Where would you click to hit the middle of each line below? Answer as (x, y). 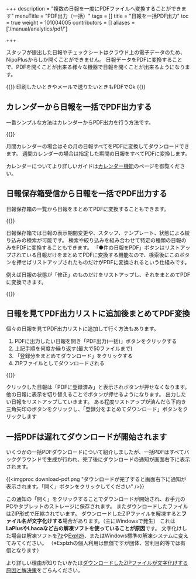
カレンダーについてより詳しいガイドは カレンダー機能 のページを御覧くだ (93, 166)
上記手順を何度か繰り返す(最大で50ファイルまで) (73, 349)
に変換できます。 (26, 282)
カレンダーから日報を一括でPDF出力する (79, 107)
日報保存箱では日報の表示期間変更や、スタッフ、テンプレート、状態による (95, 233)
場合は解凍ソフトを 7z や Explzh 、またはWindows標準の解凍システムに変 (97, 536)
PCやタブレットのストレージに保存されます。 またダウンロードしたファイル (97, 506)
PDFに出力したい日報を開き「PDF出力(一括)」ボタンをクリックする (96, 341)
